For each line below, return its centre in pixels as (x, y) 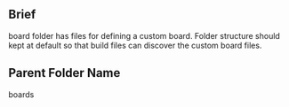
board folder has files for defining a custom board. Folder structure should (144, 35)
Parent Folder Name (64, 73)
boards (21, 94)
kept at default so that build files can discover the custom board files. (135, 45)
